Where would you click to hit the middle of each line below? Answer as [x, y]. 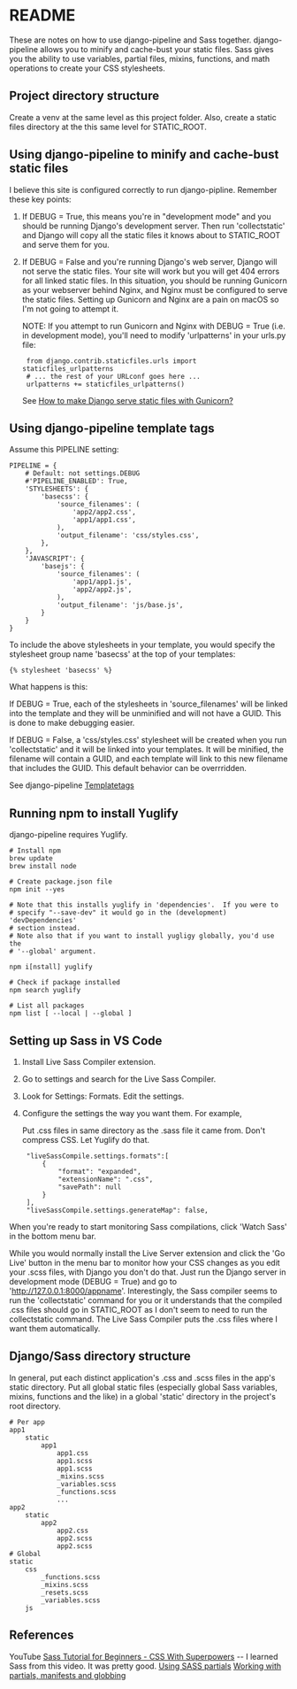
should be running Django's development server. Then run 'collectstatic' [153, 226]
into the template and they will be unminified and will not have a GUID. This [145, 713]
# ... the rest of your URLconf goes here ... [113, 376]
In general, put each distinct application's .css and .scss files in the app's [142, 1377]
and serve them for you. [66, 244]
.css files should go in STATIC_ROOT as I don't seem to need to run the [138, 1310]
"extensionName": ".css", [106, 1179]
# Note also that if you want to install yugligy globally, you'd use [142, 936]
